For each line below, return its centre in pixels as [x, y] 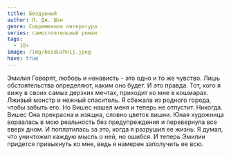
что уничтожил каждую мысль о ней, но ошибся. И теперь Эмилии [107, 136]
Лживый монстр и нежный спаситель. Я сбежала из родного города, [109, 100]
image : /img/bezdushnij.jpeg [49, 52]
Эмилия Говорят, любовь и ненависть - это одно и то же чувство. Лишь [113, 78]
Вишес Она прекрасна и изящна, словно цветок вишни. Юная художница [116, 114]
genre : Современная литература [52, 26]
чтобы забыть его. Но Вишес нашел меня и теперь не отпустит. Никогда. [115, 107]
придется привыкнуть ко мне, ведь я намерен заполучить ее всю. [105, 144]
